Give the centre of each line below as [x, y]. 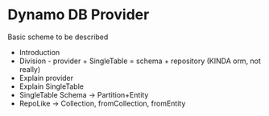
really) [30, 69]
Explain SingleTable [51, 86]
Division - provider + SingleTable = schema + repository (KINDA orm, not [140, 61]
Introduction [39, 52]
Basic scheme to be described [58, 37]
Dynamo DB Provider [79, 15]
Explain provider [46, 78]
